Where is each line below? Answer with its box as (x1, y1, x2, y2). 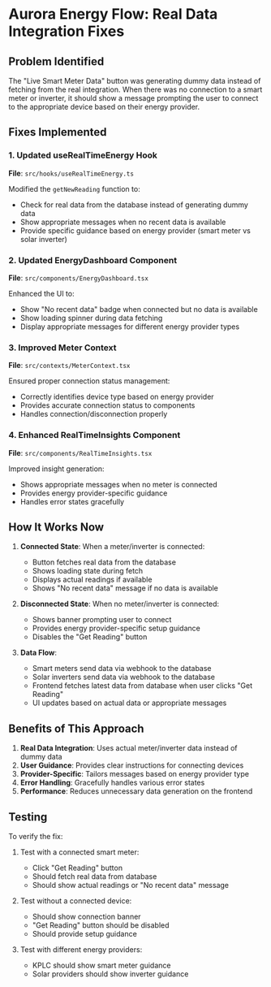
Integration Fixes (8, 22, 125, 41)
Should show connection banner (32, 911, 141, 922)
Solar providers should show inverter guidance (32, 969, 189, 979)
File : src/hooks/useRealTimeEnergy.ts (8, 168, 134, 178)
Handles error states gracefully (19, 496, 124, 506)
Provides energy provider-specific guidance (19, 488, 168, 498)
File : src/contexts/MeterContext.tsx (8, 361, 131, 370)
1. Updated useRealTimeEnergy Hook (8, 149, 158, 161)
